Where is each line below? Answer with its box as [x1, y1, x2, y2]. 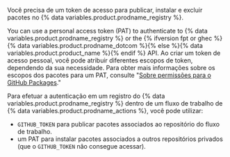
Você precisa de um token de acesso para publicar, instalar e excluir [7, 6, 203, 14]
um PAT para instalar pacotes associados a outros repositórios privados [17, 135, 224, 143]
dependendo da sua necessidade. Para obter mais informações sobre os [7, 64, 215, 72]
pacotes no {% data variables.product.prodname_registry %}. [7, 13, 184, 22]
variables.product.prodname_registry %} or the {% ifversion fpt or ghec [7, 34, 213, 42]
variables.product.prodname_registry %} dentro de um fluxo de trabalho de [7, 99, 223, 107]
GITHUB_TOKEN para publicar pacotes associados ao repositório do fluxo [17, 120, 220, 128]
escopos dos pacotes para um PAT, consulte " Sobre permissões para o [7, 71, 212, 79]
